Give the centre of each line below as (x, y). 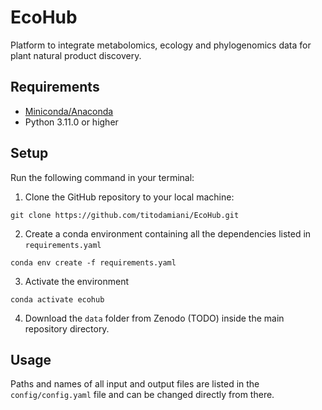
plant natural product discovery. (76, 55)
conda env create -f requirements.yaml (93, 262)
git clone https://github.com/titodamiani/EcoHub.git (125, 215)
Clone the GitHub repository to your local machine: (129, 197)
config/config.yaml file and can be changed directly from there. (142, 395)
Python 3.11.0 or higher (71, 122)
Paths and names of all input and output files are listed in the (135, 384)
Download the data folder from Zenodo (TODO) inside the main (154, 318)
